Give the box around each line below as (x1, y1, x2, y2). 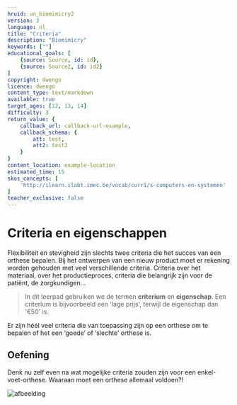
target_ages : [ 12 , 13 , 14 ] (7, 103, 87, 110)
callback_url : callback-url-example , (20, 122, 132, 130)
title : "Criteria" (7, 30, 62, 38)
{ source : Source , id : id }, (20, 57, 100, 64)
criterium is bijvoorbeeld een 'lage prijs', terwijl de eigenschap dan (24, 300, 219, 309)
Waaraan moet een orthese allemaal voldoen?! (48, 375, 184, 384)
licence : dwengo (7, 83, 55, 90)
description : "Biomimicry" (7, 37, 87, 44)
